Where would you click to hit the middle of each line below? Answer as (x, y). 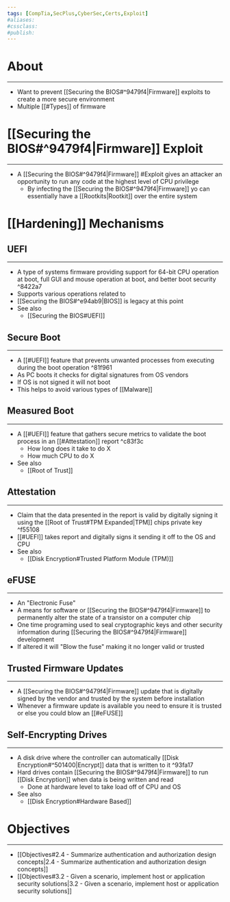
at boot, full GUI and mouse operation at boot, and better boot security (117, 279)
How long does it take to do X (69, 448)
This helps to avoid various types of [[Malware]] (85, 389)
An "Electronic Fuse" (46, 603)
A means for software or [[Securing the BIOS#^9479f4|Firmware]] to (114, 610)
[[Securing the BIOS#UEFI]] (66, 316)
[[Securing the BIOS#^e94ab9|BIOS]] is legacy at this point (100, 301)
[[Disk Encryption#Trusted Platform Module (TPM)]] (100, 558)
